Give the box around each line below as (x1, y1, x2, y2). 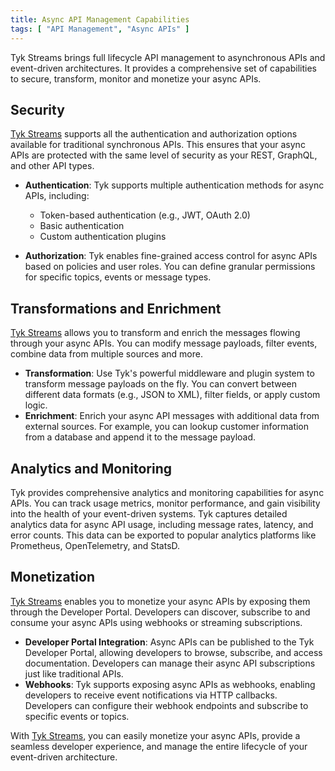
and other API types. (10, 160, 95, 172)
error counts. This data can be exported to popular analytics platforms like (10, 529, 317, 541)
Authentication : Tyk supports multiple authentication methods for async (24, 179, 325, 191)
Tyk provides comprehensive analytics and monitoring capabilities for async (10, 486, 325, 498)
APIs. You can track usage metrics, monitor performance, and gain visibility (10, 497, 321, 509)
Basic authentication (39, 220, 125, 232)
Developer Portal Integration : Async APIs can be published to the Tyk (24, 636, 315, 648)
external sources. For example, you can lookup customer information (24, 421, 310, 433)
